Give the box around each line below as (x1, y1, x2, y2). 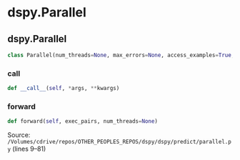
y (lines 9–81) (7, 144, 46, 154)
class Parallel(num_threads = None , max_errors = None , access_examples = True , (7, 51, 235, 59)
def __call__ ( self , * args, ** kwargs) (7, 85, 120, 92)
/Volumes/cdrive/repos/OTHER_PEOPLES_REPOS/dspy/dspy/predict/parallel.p (7, 139, 232, 146)
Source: (7, 131, 31, 139)
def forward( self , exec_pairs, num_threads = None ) (7, 118, 159, 125)
